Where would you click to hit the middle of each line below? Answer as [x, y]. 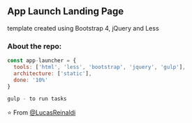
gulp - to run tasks [37, 99]
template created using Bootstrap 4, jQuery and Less [83, 28]
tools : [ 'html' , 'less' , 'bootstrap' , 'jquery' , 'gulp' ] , [100, 67]
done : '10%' [31, 80]
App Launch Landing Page [66, 11]
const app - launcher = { [42, 61]
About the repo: [35, 46]
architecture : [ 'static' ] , [53, 73]
